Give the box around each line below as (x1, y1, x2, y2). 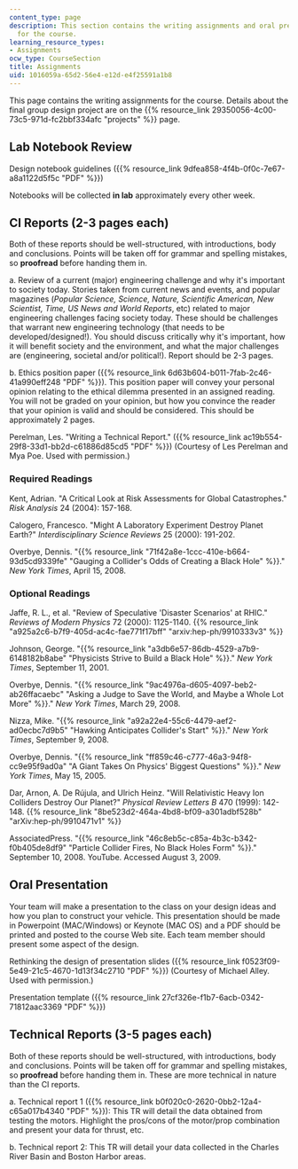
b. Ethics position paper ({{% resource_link (9, 367, 167, 378)
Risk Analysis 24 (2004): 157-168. (9, 502, 133, 513)
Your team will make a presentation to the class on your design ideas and (9, 901, 277, 912)
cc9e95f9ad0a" (9, 760, 67, 772)
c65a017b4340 (9, 1105, 65, 1116)
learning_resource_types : (9, 37, 105, 47)
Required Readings (9, 473, 93, 485)
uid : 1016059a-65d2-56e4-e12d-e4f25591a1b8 (9, 71, 173, 80)
